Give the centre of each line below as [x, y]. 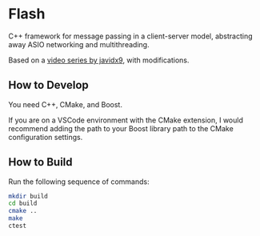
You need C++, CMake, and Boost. [65, 104]
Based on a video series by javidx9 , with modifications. [99, 60]
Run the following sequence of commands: [79, 182]
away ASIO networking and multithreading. [79, 44]
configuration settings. [46, 137]
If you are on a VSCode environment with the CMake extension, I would [126, 120]
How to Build [41, 162]
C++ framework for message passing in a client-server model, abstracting [131, 36]
